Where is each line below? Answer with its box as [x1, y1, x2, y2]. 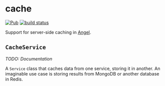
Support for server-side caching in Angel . [5, 29, 92, 35]
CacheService [5, 43, 46, 51]
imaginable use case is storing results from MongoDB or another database [5, 70, 159, 76]
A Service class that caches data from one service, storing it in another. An [5, 65, 160, 71]
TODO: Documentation [5, 55, 53, 61]
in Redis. [5, 76, 23, 82]
